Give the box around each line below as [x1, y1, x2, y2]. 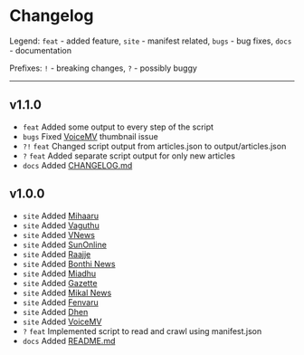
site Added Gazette [22, 277, 98, 288]
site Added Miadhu [22, 268, 97, 279]
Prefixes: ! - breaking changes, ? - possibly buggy [9, 62, 197, 73]
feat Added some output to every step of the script [22, 121, 214, 132]
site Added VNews [22, 229, 95, 240]
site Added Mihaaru [22, 210, 100, 221]
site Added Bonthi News [22, 258, 116, 269]
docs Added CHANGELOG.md [22, 159, 133, 170]
